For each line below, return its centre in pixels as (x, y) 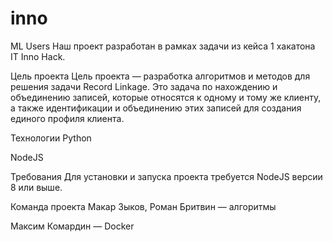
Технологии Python (51, 138)
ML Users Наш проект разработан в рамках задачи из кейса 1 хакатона (163, 46)
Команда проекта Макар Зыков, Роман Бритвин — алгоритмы (143, 206)
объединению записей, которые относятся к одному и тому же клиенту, (166, 97)
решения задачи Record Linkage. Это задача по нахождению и (144, 86)
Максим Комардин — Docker (72, 226)
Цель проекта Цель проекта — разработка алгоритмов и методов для (160, 76)
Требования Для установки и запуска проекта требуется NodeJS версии (166, 176)
